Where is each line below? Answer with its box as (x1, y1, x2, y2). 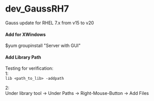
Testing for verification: (5, 65, 54, 71)
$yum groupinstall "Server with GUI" (5, 42, 81, 48)
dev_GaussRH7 (5, 3, 69, 15)
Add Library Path (5, 54, 41, 60)
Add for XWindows (5, 31, 46, 37)
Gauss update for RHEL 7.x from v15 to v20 (5, 20, 94, 26)
